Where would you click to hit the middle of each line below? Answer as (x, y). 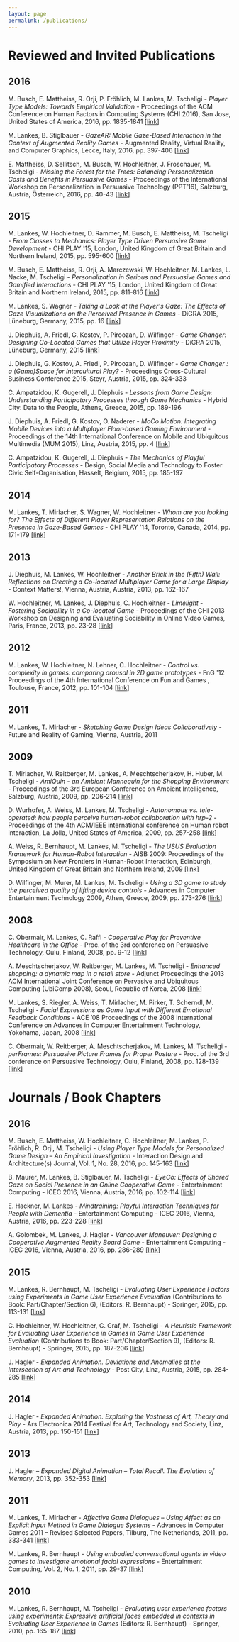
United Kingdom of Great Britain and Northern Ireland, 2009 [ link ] (104, 869)
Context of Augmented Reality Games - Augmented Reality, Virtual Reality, (117, 143)
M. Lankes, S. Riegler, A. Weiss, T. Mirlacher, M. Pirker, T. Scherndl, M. (111, 1003)
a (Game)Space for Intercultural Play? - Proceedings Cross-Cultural (107, 371)
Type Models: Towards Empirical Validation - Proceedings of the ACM (111, 106)
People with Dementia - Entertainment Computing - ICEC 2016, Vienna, (112, 1214)
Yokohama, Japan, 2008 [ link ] (52, 1033)
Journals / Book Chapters (85, 1098)
